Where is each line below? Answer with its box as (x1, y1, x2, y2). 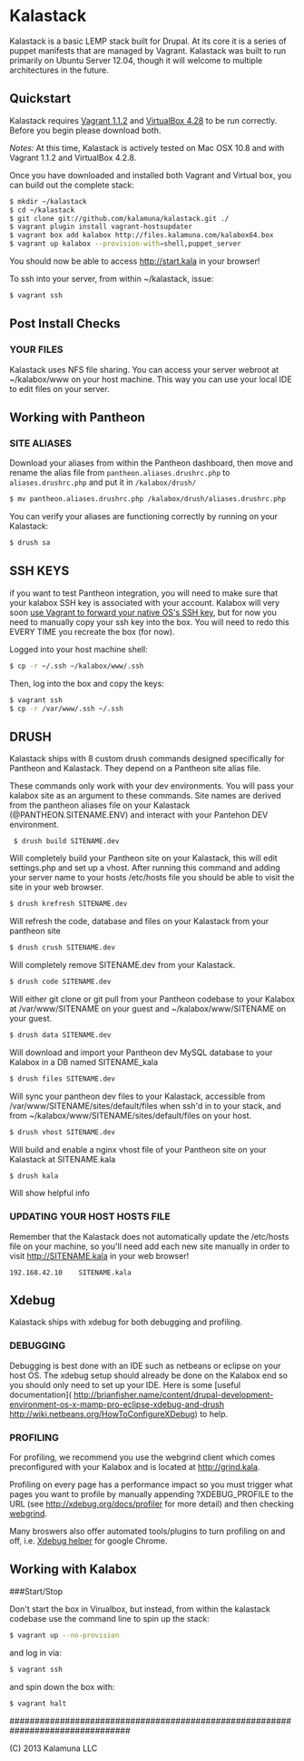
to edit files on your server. (9, 383, 111, 394)
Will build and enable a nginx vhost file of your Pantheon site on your (9, 1143, 267, 1155)
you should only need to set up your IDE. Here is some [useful (9, 1379, 241, 1390)
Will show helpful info (9, 1188, 91, 1199)
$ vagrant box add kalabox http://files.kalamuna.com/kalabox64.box (9, 231, 274, 240)
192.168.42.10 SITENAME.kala (9, 1268, 132, 1277)
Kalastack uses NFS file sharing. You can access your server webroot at (9, 364, 279, 375)
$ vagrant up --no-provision (9, 1630, 120, 1640)
